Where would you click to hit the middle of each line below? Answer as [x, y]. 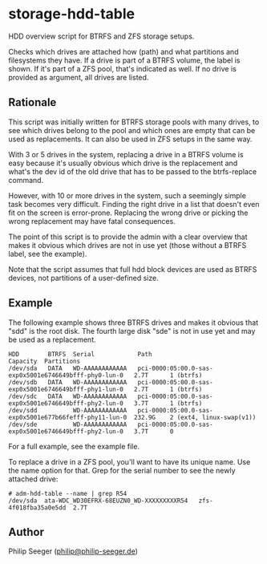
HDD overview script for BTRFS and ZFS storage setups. [101, 36]
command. [26, 180]
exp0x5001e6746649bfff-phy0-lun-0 [66, 375]
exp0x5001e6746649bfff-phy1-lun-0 [66, 389]
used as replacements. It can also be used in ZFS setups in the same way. [130, 139]
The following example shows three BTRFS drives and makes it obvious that [133, 323]
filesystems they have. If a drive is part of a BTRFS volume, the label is [124, 60]
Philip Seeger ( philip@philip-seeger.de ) [73, 551]
